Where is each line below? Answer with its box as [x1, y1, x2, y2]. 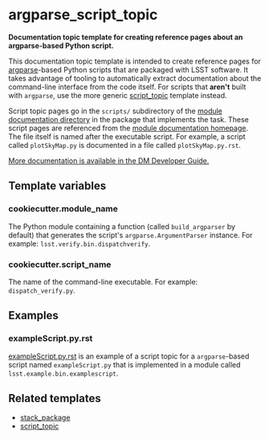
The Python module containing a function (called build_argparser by [8, 221, 235, 231]
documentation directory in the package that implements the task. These [8, 114, 249, 124]
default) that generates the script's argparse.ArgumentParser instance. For [8, 230, 253, 240]
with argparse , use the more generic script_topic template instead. [8, 90, 227, 100]
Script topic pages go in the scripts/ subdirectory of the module [8, 106, 223, 116]
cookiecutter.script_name [8, 259, 112, 270]
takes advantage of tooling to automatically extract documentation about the [8, 73, 262, 83]
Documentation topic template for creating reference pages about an [8, 32, 243, 42]
